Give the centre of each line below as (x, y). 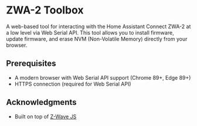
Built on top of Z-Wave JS (45, 116)
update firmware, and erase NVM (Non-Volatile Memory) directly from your (97, 39)
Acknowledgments (42, 102)
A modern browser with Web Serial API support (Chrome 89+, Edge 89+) (103, 77)
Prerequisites (31, 64)
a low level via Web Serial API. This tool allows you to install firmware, (90, 32)
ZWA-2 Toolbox (45, 10)
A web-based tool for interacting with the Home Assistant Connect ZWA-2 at (98, 26)
